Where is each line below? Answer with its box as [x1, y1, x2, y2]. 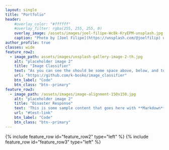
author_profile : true [5, 40, 51, 45]
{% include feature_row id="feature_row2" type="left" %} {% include [5, 133, 149, 139]
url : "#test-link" [14, 110, 53, 116]
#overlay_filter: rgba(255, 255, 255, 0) [14, 26, 102, 31]
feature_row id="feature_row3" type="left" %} [5, 139, 102, 145]
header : [5, 17, 22, 22]
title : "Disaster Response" [14, 101, 73, 106]
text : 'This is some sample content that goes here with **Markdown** [14, 106, 165, 111]
